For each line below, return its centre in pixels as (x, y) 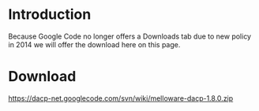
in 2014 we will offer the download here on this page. (94, 44)
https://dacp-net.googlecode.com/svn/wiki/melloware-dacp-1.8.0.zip (121, 98)
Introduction (50, 15)
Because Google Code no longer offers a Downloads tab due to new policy (129, 36)
